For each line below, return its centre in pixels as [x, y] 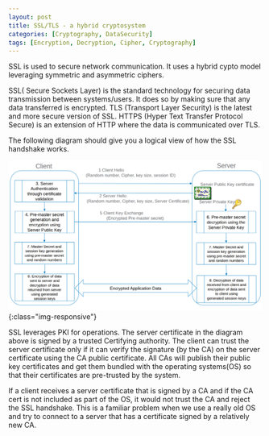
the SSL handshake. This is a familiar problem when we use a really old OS [132, 408]
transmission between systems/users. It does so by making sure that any [130, 99]
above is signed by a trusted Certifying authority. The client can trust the [129, 341]
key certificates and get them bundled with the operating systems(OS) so [130, 366]
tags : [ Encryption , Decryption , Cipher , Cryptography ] [102, 43]
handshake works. [39, 149]
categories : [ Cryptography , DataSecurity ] [81, 34]
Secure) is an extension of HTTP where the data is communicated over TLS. [134, 125]
